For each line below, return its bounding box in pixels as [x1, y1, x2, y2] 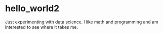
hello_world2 [5, 3, 60, 14]
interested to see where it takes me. [5, 24, 78, 30]
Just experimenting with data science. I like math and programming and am [5, 19, 159, 25]
